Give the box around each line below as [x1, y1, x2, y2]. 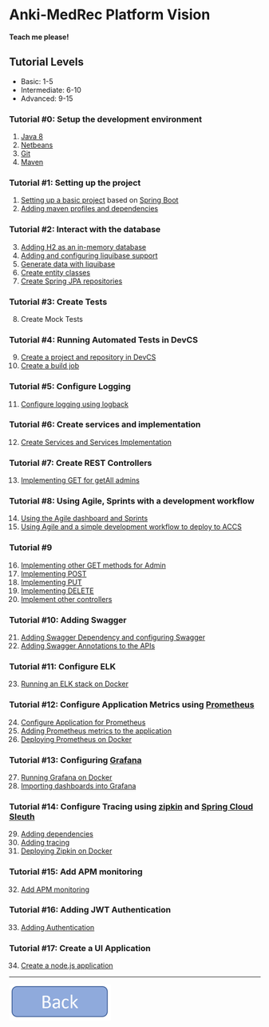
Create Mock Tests [20, 314, 83, 323]
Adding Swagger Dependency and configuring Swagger [20, 632, 206, 642]
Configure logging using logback [20, 399, 129, 409]
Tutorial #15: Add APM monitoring [9, 866, 143, 877]
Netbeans [20, 140, 53, 150]
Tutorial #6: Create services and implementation [9, 419, 201, 430]
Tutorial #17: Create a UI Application [9, 942, 151, 953]
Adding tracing [20, 838, 70, 848]
